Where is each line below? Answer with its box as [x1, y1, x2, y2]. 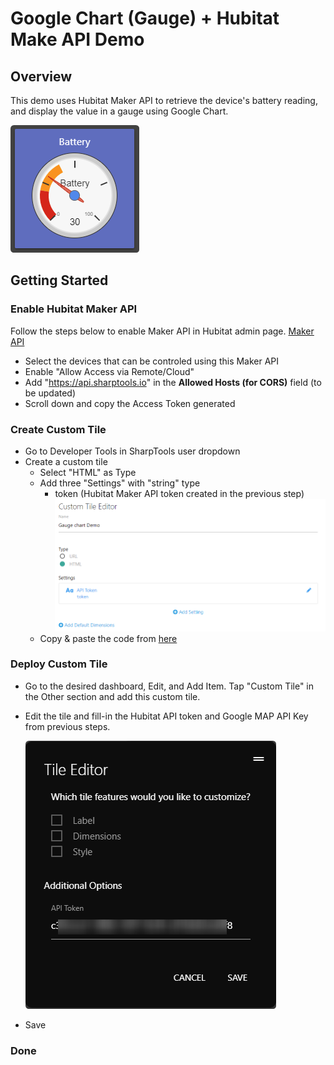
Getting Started [10, 272, 109, 289]
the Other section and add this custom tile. [24, 690, 201, 702]
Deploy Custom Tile [10, 657, 108, 671]
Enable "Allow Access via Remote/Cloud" [24, 365, 195, 377]
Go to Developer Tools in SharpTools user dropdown [24, 445, 241, 457]
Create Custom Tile [10, 422, 107, 436]
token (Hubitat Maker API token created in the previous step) [54, 487, 305, 499]
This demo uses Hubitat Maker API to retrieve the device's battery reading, [10, 95, 318, 106]
